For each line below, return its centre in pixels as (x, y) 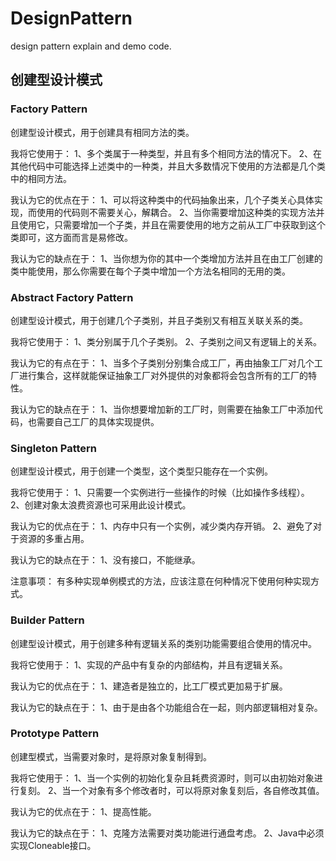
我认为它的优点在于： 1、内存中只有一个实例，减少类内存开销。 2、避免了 (162, 526)
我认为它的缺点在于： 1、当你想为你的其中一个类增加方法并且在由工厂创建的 (166, 258)
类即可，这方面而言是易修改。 (71, 237)
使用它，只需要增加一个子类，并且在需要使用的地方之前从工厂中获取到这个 (172, 224)
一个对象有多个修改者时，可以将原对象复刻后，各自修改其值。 (197, 790)
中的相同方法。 (41, 178)
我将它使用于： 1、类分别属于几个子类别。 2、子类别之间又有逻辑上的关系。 (166, 341)
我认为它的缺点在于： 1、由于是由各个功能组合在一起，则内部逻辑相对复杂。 (166, 707)
